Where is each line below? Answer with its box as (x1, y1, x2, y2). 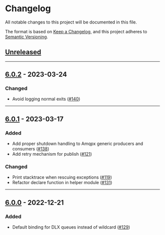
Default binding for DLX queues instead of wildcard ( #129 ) (12, 224, 130, 230)
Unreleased (5, 48, 42, 56)
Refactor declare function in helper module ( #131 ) (12, 180, 112, 186)
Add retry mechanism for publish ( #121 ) (12, 151, 92, 157)
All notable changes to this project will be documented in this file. (5, 19, 137, 25)
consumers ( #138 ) (12, 146, 50, 152)
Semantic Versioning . (5, 34, 48, 40)
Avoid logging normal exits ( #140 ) (12, 96, 81, 102)
